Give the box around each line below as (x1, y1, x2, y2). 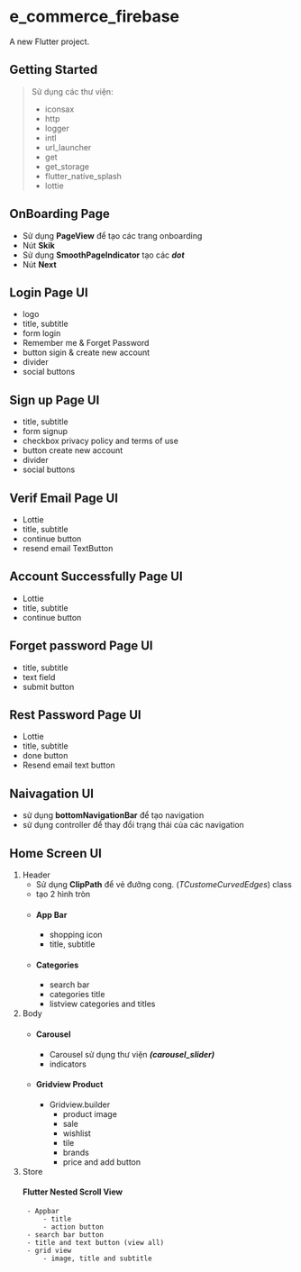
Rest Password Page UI (9, 707, 141, 722)
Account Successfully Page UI (9, 569, 183, 585)
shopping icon (49, 930, 103, 940)
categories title (49, 989, 105, 1000)
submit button (22, 681, 75, 692)
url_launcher (44, 141, 92, 152)
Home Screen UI (9, 845, 102, 861)
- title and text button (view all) (26, 1239, 165, 1248)
